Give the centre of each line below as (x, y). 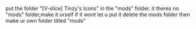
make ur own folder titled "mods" (46, 21)
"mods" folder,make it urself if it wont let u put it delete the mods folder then (98, 14)
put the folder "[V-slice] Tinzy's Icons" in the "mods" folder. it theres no (92, 8)
